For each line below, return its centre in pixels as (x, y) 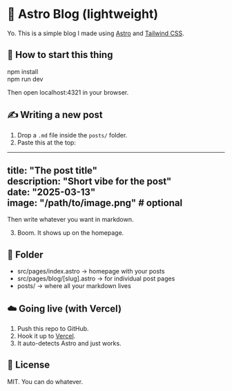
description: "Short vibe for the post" (89, 181)
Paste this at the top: (46, 142)
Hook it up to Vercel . (46, 336)
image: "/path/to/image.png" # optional (95, 203)
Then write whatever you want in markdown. (70, 220)
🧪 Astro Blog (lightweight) (83, 14)
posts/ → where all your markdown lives (74, 286)
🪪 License (29, 365)
